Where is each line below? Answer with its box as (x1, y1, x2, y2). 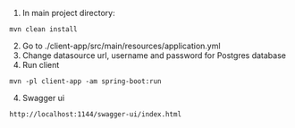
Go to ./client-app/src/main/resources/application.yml (21, 40, 221, 51)
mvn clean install (9, 25, 78, 34)
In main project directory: (21, 8, 115, 18)
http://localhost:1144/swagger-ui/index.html (9, 110, 181, 119)
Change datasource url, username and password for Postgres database (21, 50, 286, 61)
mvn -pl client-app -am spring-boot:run (9, 77, 163, 86)
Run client (21, 60, 60, 70)
